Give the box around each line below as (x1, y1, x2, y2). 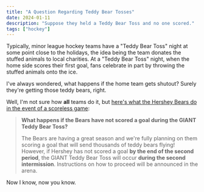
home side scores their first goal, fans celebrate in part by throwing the (6, 62, 185, 69)
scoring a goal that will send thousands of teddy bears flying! (21, 141, 175, 149)
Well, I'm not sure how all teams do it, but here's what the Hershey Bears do (6, 98, 197, 106)
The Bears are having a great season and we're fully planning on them (21, 135, 198, 142)
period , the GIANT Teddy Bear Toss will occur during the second (21, 154, 186, 162)
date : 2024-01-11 (6, 15, 51, 21)
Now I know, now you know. (6, 179, 76, 186)
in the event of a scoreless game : (6, 105, 90, 112)
